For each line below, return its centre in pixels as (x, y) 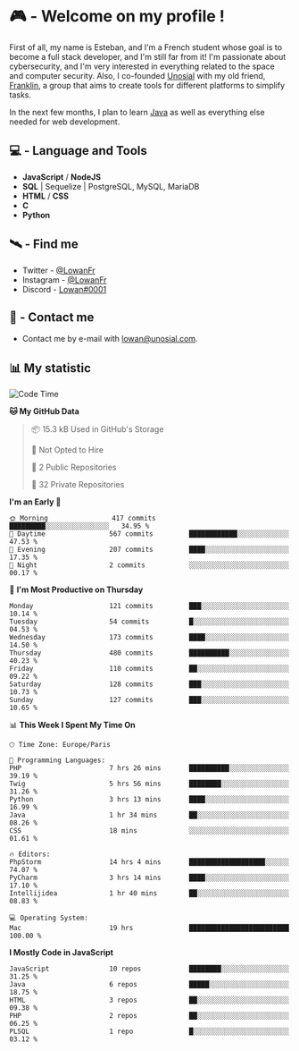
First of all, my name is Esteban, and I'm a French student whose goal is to (146, 47)
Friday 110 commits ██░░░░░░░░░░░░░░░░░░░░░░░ (149, 669)
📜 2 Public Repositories (74, 467)
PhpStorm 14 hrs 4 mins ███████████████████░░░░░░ (149, 862)
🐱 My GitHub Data (45, 411)
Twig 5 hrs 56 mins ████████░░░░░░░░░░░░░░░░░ (149, 784)
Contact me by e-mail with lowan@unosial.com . (110, 339)
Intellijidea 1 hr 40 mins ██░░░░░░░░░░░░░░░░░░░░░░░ (149, 894)
